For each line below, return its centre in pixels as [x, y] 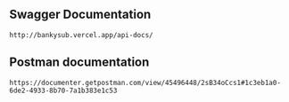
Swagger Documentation [80, 15]
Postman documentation [79, 63]
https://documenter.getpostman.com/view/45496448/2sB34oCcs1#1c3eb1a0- [145, 82]
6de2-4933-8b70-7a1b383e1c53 [63, 90]
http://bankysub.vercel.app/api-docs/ [81, 35]
